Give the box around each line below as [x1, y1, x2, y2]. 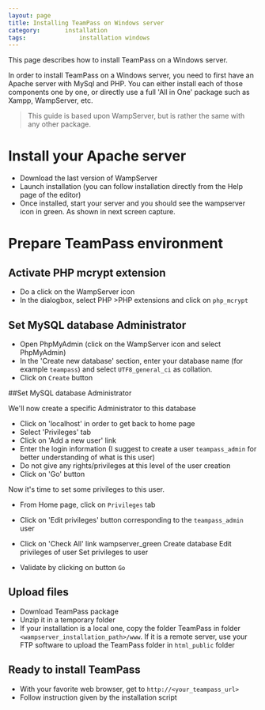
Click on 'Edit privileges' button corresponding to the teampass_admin [19, 516, 244, 524]
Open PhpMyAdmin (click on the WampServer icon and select [19, 339, 221, 349]
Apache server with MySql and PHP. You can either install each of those [8, 79, 244, 89]
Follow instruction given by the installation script [19, 693, 178, 702]
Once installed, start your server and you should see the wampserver [19, 198, 246, 208]
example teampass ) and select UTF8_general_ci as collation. [19, 364, 213, 374]
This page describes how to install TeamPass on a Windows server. [8, 55, 228, 65]
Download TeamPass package [19, 606, 119, 616]
